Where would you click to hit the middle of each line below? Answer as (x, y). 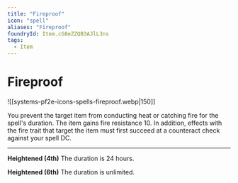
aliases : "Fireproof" (39, 27)
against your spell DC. (40, 138)
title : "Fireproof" (36, 14)
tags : (15, 40)
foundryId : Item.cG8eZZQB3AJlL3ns (58, 34)
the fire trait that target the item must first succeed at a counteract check (114, 130)
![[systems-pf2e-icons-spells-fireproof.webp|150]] (81, 101)
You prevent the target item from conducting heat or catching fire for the (113, 115)
